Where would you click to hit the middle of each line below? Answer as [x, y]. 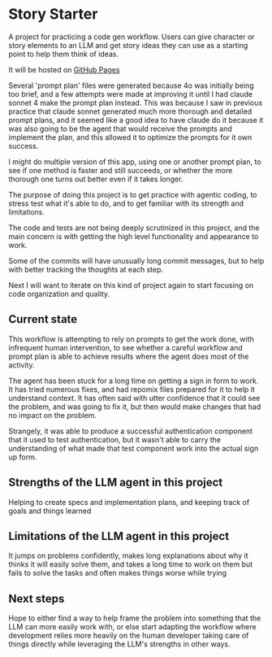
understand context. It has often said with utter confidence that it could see [134, 398]
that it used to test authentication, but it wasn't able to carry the [115, 439]
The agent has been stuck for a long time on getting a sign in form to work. [134, 381]
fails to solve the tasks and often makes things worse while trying [118, 573]
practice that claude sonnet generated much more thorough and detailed [130, 111]
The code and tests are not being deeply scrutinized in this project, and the [134, 228]
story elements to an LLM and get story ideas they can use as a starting [128, 45]
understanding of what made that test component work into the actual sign [134, 448]
